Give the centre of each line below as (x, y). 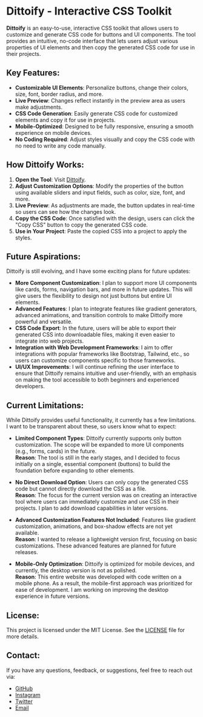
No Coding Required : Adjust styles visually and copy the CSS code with (105, 139)
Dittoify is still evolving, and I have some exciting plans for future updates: (98, 271)
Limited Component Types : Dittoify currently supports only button (98, 438)
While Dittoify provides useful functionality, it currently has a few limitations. (101, 420)
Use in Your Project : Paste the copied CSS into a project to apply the (101, 231)
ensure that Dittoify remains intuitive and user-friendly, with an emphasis (106, 373)
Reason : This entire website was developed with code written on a (98, 577)
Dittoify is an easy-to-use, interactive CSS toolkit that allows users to (92, 28)
